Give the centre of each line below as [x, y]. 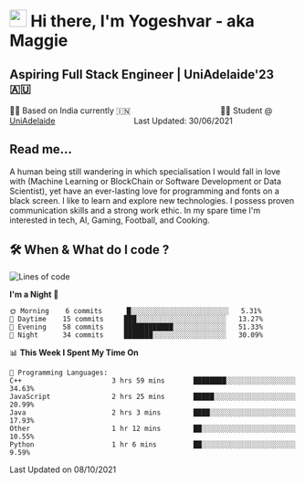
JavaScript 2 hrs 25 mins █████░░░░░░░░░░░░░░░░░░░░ [153, 396]
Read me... [41, 149]
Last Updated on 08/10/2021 [63, 469]
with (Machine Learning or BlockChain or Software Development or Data [145, 181]
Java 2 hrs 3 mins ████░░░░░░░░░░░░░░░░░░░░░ [153, 412]
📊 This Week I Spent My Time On [74, 352]
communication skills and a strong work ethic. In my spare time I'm [135, 210]
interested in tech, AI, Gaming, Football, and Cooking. [110, 220]
